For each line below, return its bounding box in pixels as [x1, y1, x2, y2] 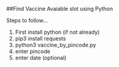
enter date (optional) [15, 54, 67, 61]
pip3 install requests [15, 35, 66, 42]
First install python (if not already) [15, 28, 100, 36]
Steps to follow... [6, 17, 48, 24]
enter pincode [15, 48, 50, 55]
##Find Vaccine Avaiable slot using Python [6, 5, 114, 12]
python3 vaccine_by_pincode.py [15, 42, 97, 48]
